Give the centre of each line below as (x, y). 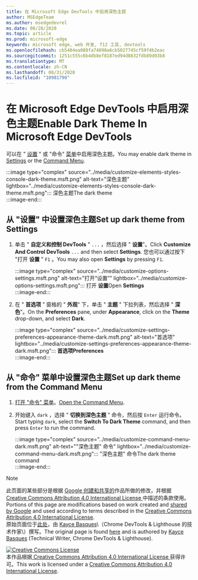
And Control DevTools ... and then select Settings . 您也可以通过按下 (100, 251)
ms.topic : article (29, 34)
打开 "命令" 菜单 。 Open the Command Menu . (70, 402)
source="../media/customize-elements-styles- (124, 172)
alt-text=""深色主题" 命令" (85, 446)
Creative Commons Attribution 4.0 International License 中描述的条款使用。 (98, 498)
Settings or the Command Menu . (46, 161)
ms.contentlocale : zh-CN (37, 67)
